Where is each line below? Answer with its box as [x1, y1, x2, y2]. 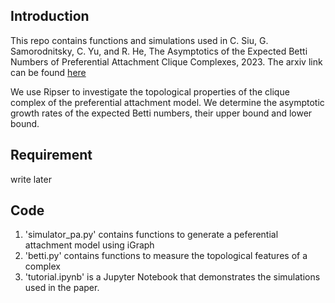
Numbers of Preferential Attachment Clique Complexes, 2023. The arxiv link [10, 55, 323, 68]
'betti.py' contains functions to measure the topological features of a [24, 250, 308, 262]
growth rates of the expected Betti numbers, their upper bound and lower [10, 107, 313, 119]
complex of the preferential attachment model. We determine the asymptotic [10, 96, 325, 108]
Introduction [10, 8, 90, 25]
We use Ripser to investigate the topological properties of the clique [10, 85, 290, 98]
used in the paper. [24, 282, 100, 294]
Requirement [10, 147, 93, 164]
